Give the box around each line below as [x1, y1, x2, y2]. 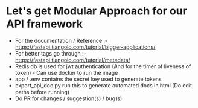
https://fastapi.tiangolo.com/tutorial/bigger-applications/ [14, 43, 156, 51]
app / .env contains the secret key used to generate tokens [14, 75, 162, 83]
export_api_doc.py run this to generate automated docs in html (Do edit [14, 81, 192, 89]
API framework [6, 17, 83, 31]
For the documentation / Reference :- [14, 37, 108, 44]
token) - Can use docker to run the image [14, 69, 118, 76]
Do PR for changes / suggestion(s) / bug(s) [14, 95, 123, 102]
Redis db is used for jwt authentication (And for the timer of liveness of [14, 62, 191, 70]
